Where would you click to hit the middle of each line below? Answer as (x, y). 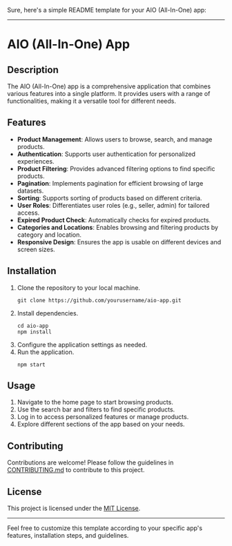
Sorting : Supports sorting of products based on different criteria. (109, 198)
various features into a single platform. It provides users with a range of (109, 94)
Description (33, 69)
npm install (34, 332)
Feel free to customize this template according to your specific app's (105, 528)
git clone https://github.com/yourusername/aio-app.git (99, 300)
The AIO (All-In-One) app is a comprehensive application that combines (109, 86)
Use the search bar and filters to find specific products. (96, 409)
